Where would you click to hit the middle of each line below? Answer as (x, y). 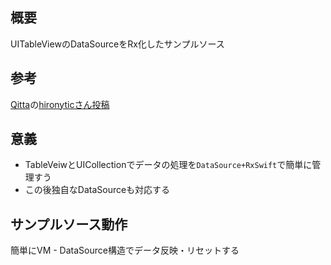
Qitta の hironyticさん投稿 (60, 104)
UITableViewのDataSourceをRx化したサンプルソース (117, 44)
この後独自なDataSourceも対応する (97, 190)
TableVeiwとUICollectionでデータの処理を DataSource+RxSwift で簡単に (168, 165)
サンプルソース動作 (69, 224)
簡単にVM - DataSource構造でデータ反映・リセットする (125, 250)
